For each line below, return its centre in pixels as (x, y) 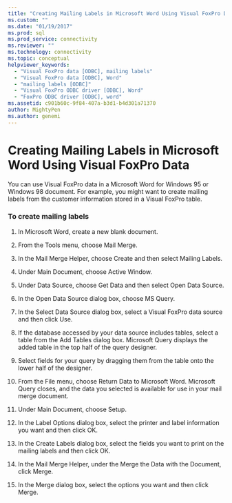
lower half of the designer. (55, 368)
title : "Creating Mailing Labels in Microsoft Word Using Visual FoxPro (114, 13)
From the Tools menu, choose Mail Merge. (78, 245)
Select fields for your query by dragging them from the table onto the (116, 360)
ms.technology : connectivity (50, 52)
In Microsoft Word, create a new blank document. (88, 231)
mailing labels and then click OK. (64, 451)
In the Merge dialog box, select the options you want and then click (113, 484)
